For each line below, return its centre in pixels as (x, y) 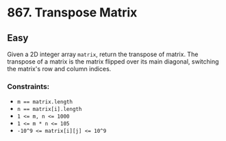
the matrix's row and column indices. (59, 69)
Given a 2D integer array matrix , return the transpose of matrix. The (103, 54)
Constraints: (28, 86)
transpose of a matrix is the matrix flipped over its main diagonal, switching (113, 62)
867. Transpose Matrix (72, 13)
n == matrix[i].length (49, 110)
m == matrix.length (45, 102)
